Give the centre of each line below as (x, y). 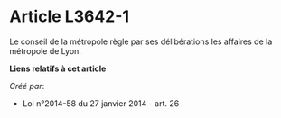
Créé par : (27, 86)
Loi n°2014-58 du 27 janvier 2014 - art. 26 (101, 103)
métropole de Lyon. (45, 50)
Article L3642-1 (69, 17)
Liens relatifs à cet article (58, 68)
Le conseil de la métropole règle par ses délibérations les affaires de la (141, 41)
